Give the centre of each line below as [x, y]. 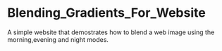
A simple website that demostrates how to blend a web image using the [111, 32]
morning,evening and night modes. [58, 39]
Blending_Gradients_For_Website [106, 13]
